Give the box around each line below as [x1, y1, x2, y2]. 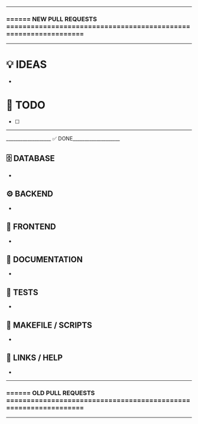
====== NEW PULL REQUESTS [6, 15, 97, 23]
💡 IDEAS [6, 58, 47, 71]
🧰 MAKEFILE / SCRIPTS [6, 320, 93, 330]
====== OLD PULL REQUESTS [6, 389, 95, 397]
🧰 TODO [6, 99, 46, 112]
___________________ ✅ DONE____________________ [6, 135, 120, 142]
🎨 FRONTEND [6, 222, 57, 232]
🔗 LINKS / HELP [6, 353, 63, 363]
